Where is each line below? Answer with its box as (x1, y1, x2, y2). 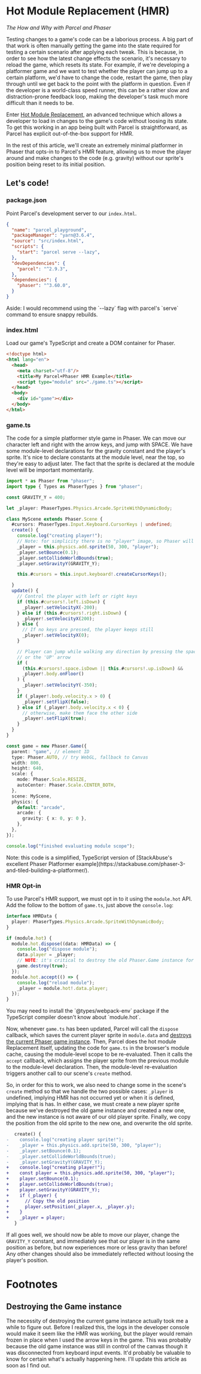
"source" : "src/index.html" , (11, 238, 84, 244)
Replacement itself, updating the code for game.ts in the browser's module (6, 1044, 190, 1052)
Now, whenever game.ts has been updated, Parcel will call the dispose (6, 1025, 178, 1032)
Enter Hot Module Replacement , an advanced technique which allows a (6, 111, 182, 118)
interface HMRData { (6, 913, 58, 919)
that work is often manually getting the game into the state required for (6, 42, 181, 49)
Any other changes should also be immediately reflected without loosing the (6, 1251, 194, 1258)
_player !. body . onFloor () (22, 671, 84, 677)
